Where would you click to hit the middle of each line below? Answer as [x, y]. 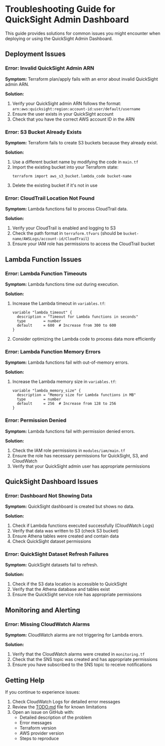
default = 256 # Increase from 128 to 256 [67, 404]
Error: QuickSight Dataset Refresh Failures [57, 554]
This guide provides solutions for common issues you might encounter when [83, 33]
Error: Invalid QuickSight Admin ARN [50, 68]
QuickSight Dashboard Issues [52, 481]
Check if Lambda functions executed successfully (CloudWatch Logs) [83, 526]
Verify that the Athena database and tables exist [61, 589]
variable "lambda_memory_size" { [47, 391]
